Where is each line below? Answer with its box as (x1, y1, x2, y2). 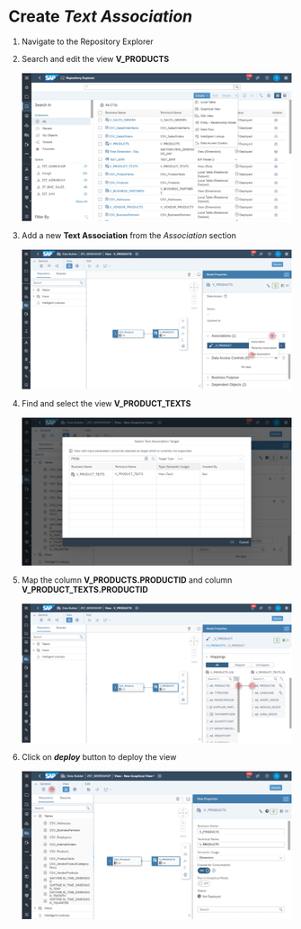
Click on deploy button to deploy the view (21, 752, 177, 763)
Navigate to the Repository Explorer (21, 36, 154, 47)
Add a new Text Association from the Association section (21, 230, 237, 241)
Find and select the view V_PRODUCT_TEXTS (21, 398, 191, 408)
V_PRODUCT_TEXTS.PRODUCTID (21, 584, 149, 594)
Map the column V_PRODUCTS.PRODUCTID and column (21, 574, 233, 585)
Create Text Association (8, 6, 193, 27)
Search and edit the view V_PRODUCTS (21, 53, 170, 64)
